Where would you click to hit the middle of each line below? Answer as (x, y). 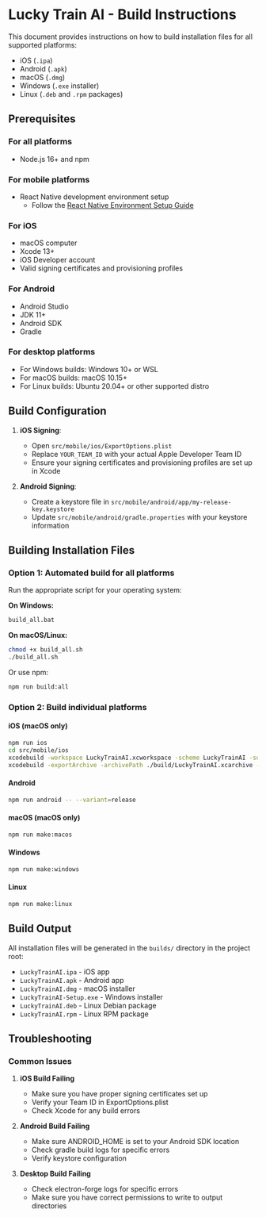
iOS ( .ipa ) (36, 60)
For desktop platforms (52, 352)
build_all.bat (32, 620)
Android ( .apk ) (43, 68)
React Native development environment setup (94, 197)
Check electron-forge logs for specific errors (105, 1189)
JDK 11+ (32, 314)
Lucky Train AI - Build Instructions (122, 15)
